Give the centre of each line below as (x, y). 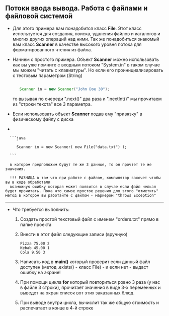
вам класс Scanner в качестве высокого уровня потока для (77, 44)
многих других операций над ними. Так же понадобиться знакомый (86, 39)
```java (18, 138)
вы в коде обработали (28, 182)
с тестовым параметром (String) (48, 75)
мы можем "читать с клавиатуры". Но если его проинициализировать (88, 70)
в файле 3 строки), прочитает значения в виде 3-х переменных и (90, 287)
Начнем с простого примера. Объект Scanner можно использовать (86, 59)
